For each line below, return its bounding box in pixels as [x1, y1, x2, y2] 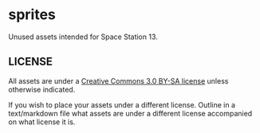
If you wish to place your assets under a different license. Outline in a [8, 100, 236, 109]
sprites [8, 6, 56, 24]
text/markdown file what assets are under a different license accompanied [8, 108, 253, 118]
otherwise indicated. [8, 84, 76, 94]
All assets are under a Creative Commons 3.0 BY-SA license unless [8, 76, 229, 85]
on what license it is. [8, 117, 76, 127]
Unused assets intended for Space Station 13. [8, 32, 158, 41]
